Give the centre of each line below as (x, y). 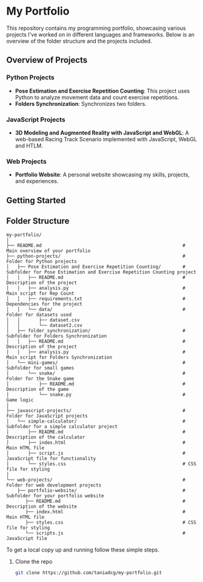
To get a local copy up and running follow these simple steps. (83, 550)
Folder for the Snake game (40, 379)
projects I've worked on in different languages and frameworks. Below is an (101, 34)
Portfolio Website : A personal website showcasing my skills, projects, (102, 175)
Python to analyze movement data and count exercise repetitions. (97, 97)
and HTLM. (29, 145)
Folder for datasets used (39, 315)
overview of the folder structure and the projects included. (79, 41)
